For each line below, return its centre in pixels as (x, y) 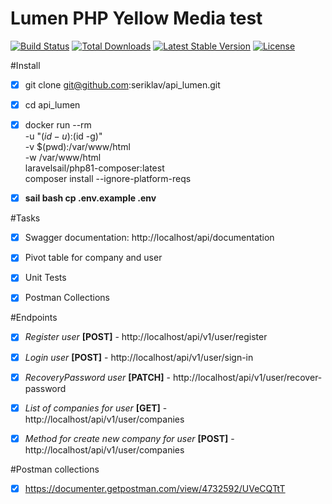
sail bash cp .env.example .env (90, 198)
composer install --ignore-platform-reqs (108, 179)
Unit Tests (45, 278)
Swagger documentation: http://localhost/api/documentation (149, 238)
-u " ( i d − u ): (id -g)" (63, 136)
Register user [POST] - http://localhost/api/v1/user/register (146, 337)
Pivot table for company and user (93, 258)
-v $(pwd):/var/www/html (77, 147)
